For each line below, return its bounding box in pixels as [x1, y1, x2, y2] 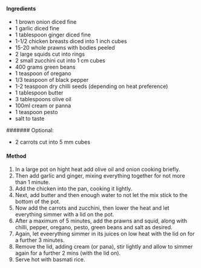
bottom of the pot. [15, 198, 61, 206]
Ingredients [6, 5, 36, 12]
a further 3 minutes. [15, 236, 65, 244]
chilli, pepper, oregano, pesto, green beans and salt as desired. [15, 224, 173, 231]
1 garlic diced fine [15, 25, 59, 32]
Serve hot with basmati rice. [15, 256, 85, 263]
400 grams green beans [15, 64, 76, 71]
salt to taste [15, 115, 45, 122]
